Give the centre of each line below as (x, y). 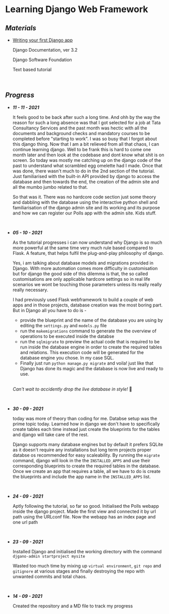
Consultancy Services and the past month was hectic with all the (80, 128)
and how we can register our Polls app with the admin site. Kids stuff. (84, 213)
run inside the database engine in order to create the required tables (91, 347)
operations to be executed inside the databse (67, 336)
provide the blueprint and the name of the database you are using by (91, 320)
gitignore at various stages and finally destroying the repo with (78, 571)
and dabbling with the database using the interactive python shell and (85, 202)
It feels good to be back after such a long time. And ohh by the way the (86, 117)
